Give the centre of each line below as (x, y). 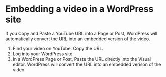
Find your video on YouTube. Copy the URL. (58, 48)
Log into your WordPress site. (43, 54)
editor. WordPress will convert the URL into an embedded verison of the (87, 64)
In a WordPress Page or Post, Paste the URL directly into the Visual (82, 59)
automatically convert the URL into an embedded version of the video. (78, 39)
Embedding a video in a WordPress (79, 9)
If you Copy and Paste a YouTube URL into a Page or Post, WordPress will (81, 33)
